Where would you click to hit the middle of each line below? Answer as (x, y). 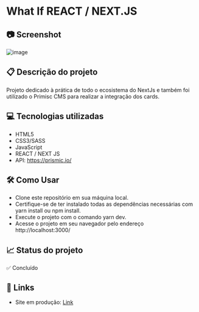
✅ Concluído (22, 268)
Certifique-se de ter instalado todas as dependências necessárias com (104, 204)
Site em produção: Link (44, 302)
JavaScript (29, 147)
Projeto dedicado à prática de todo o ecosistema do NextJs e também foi (98, 90)
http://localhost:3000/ (43, 230)
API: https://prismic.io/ (43, 160)
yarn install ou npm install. (48, 211)
